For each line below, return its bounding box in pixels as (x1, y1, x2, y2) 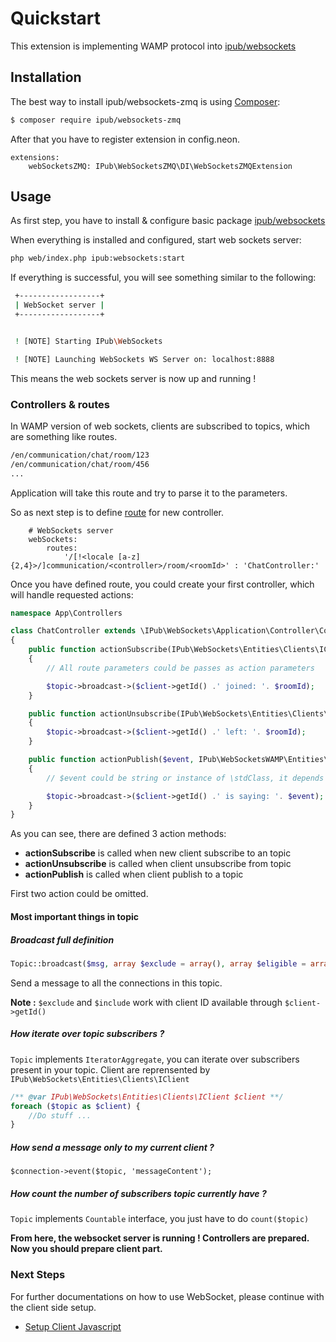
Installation (10, 69, 82, 86)
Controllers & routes (10, 397, 111, 411)
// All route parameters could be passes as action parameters (46, 663, 315, 673)
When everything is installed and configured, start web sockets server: (10, 234, 302, 246)
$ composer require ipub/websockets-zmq (10, 115, 182, 125)
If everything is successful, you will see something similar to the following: (10, 272, 317, 284)
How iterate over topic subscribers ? (10, 1028, 165, 1040)
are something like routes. (10, 430, 118, 442)
